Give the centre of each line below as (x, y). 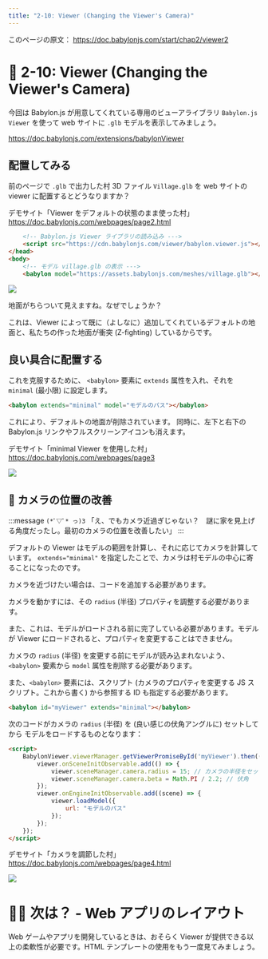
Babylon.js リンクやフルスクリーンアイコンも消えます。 (99, 432)
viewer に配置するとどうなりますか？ (69, 196)
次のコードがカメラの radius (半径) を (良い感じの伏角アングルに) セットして (134, 724)
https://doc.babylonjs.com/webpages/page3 (82, 458)
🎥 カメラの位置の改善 (60, 500)
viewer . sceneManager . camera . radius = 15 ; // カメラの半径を (149, 771)
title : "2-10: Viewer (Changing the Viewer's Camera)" (101, 16)
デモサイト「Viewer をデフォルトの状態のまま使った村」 (101, 213)
